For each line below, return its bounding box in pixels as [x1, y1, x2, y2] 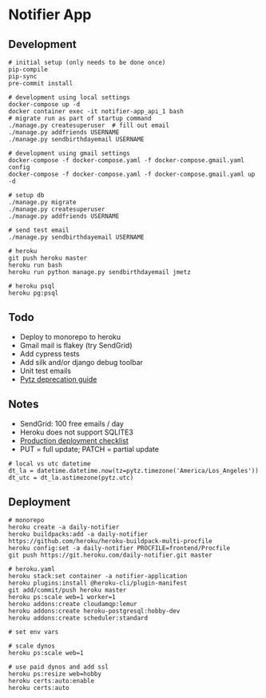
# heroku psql [8, 282, 56, 290]
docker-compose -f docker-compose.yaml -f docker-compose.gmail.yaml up [8, 170, 256, 178]
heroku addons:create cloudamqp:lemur [8, 601, 137, 609]
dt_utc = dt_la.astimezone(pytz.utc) [8, 474, 134, 482]
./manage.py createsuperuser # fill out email [8, 121, 170, 129]
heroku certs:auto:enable [8, 677, 94, 685]
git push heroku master [8, 254, 88, 262]
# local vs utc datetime [8, 459, 91, 468]
